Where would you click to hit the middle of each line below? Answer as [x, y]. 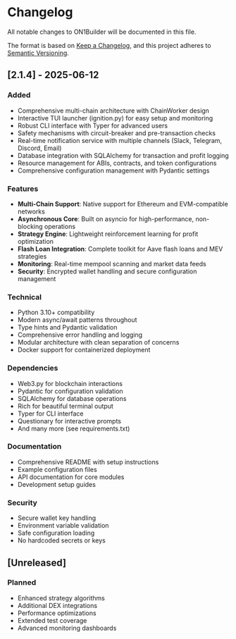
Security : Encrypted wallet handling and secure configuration [107, 271]
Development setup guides [57, 484]
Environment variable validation [63, 526]
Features [23, 189]
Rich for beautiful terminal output [66, 406]
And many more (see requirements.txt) [74, 428]
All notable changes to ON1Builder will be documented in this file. [102, 32]
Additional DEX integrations [57, 605]
